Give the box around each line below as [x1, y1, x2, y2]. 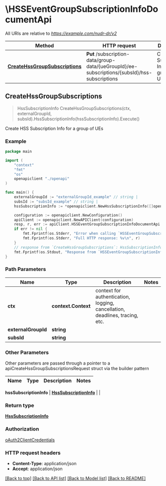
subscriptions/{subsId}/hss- [86, 69, 152, 76]
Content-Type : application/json [12, 460, 77, 466]
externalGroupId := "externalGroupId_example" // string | [14, 195, 138, 200]
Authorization [5, 426, 40, 432]
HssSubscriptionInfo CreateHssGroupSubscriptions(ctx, [17, 105, 131, 111]
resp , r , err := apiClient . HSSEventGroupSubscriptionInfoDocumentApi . [14, 222, 163, 227]
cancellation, [95, 306, 125, 313]
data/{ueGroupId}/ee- [86, 63, 138, 70]
